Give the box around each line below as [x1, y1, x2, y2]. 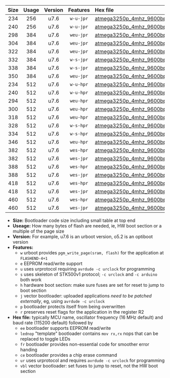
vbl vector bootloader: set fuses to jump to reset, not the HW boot [20, 363, 158, 369]
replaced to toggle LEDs [20, 336, 71, 342]
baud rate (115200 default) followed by [12, 320, 93, 326]
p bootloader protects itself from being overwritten [20, 304, 125, 310]
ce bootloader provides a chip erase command [20, 352, 117, 358]
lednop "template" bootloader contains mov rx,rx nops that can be [20, 330, 158, 336]
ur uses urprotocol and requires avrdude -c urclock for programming [20, 357, 165, 363]
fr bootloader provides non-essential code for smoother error [20, 342, 149, 347]
